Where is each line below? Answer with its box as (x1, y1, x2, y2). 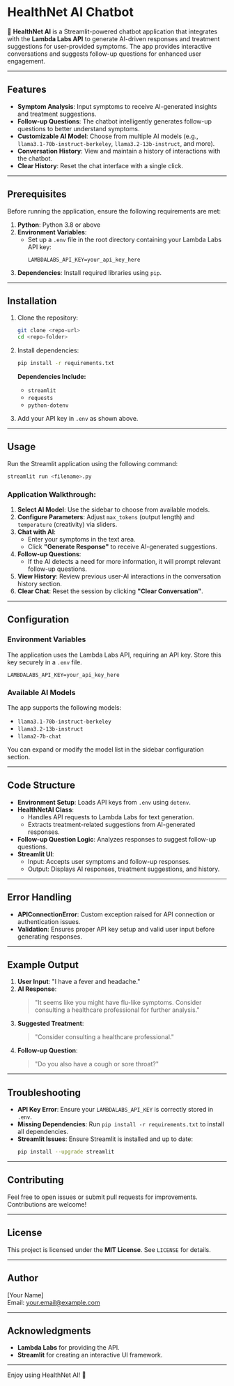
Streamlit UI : (17, 849, 54, 858)
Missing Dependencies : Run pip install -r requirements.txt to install (17, 1120, 224, 1128)
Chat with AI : (17, 528, 56, 536)
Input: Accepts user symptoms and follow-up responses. (27, 857, 191, 865)
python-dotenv (27, 402, 69, 409)
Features (7, 84, 47, 96)
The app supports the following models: (7, 703, 122, 712)
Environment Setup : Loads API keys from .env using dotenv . (17, 798, 192, 806)
